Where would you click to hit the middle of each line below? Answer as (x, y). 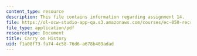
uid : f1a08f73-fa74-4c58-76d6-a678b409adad (60, 44)
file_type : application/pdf (40, 28)
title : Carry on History (36, 38)
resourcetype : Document (35, 33)
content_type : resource (35, 11)
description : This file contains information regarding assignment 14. (95, 17)
